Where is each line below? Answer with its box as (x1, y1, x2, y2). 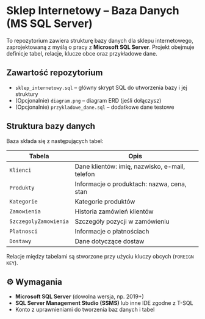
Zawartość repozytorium (6, 68, 103, 78)
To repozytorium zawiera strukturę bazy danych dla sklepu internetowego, (6, 37, 193, 44)
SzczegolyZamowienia (9, 218, 69, 225)
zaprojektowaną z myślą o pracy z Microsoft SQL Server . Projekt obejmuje (6, 43, 195, 51)
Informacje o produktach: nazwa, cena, (74, 180, 187, 188)
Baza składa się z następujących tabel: (6, 137, 104, 144)
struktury (15, 90, 38, 98)
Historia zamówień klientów (74, 207, 154, 216)
